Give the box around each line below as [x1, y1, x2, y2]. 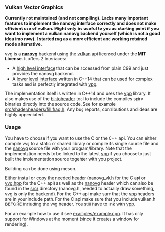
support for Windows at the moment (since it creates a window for [5, 216, 139, 222]
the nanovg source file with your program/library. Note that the [5, 145, 132, 151]
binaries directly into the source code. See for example [5, 101, 116, 107]
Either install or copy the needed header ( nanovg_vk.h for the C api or [5, 175, 146, 181]
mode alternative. [5, 41, 43, 47]
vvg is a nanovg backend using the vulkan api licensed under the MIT [5, 51, 146, 57]
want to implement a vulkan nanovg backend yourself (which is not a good [5, 31, 160, 37]
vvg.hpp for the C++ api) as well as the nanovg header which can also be [5, 180, 154, 186]
